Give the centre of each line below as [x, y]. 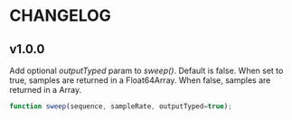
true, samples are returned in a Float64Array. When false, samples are [140, 80]
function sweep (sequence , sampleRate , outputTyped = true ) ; [121, 106]
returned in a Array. [46, 90]
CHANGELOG [60, 16]
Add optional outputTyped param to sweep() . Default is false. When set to [146, 70]
